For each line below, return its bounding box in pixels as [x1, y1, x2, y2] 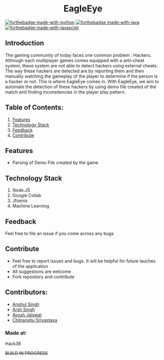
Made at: [5, 329, 27, 336]
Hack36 [5, 340, 21, 347]
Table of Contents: [5, 103, 64, 112]
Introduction [5, 39, 44, 48]
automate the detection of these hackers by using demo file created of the [5, 84, 157, 90]
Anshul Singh [12, 301, 40, 307]
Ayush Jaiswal [12, 311, 42, 317]
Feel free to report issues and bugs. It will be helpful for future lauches [12, 258, 156, 264]
